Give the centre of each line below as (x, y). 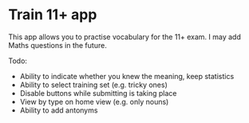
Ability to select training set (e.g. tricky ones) (93, 85)
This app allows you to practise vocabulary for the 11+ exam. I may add (125, 37)
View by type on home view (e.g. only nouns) (94, 101)
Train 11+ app (53, 15)
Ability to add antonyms (59, 110)
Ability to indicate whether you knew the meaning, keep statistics (127, 76)
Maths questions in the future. (58, 45)
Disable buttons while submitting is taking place (98, 93)
